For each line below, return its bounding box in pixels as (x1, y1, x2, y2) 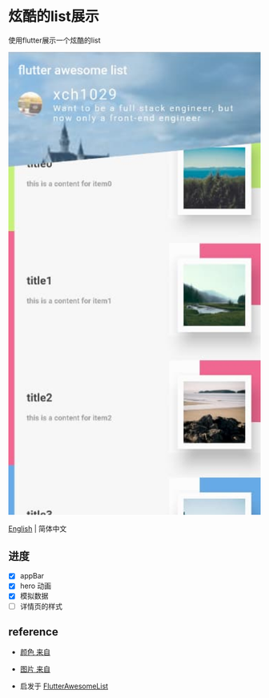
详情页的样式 (19, 601, 62, 611)
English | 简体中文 (8, 523, 67, 534)
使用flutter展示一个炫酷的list (8, 35, 102, 45)
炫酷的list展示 (8, 7, 100, 26)
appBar (19, 571, 45, 581)
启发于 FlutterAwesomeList (19, 681, 109, 691)
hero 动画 (19, 581, 52, 590)
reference (8, 625, 58, 639)
